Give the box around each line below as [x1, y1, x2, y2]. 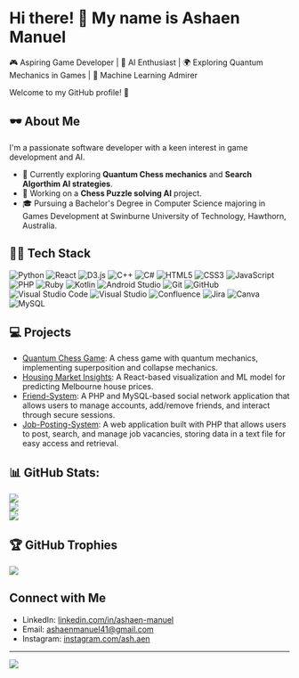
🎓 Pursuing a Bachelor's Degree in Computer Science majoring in [21, 198, 266, 208]
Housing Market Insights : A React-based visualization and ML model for [21, 372, 286, 382]
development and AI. [9, 151, 85, 162]
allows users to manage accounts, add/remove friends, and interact [21, 400, 271, 411]
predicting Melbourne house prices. [21, 381, 154, 392]
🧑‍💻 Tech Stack [9, 246, 92, 261]
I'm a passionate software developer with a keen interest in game [9, 142, 248, 152]
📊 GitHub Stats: [9, 465, 101, 480]
